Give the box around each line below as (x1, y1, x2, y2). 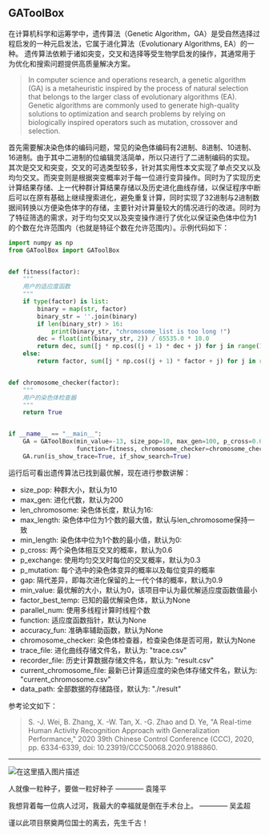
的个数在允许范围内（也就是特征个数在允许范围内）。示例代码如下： (8, 222, 230, 232)
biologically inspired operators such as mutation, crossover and (27, 117, 238, 127)
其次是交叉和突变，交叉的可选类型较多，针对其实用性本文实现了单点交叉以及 (8, 162, 261, 172)
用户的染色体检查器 (22, 393, 77, 402)
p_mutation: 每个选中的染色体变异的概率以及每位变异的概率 (19, 565, 215, 574)
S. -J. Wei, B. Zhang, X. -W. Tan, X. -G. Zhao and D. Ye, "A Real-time (27, 717, 252, 727)
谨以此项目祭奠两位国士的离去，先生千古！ (8, 817, 149, 827)
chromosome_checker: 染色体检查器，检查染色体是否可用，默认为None (19, 635, 256, 645)
